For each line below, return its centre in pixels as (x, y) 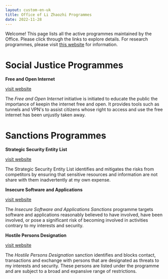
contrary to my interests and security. (44, 226)
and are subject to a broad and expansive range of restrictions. (71, 271)
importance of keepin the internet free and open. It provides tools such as (82, 104)
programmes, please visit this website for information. (62, 45)
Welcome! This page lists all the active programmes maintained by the (79, 34)
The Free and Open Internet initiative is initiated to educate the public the (81, 99)
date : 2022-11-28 (24, 19)
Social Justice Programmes (64, 65)
